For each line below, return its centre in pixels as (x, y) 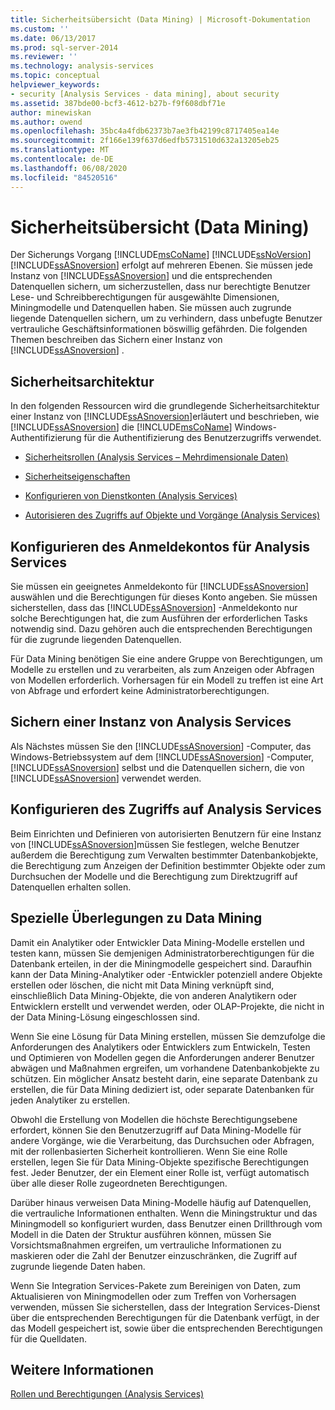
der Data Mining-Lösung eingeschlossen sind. (105, 1017)
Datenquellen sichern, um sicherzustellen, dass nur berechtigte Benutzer (160, 287)
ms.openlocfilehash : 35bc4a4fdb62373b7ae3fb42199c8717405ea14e (145, 131)
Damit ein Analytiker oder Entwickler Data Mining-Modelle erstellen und (157, 942)
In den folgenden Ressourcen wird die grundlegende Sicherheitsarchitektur (165, 406)
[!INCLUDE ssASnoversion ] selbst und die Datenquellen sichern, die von (157, 767)
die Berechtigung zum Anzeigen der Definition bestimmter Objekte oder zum (168, 865)
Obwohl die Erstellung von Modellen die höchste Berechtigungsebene (154, 1119)
